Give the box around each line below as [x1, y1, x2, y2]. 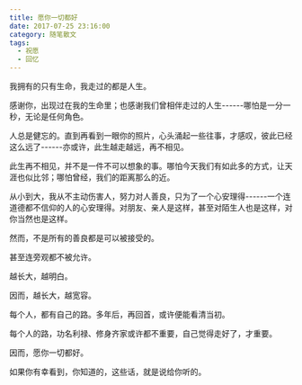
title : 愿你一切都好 [9, 13, 78, 22]
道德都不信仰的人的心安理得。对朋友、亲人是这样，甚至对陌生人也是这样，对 [9, 202, 293, 212]
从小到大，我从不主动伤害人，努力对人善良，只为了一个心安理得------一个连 [9, 191, 291, 201]
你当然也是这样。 [9, 213, 73, 224]
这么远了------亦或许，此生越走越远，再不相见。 [9, 141, 189, 152]
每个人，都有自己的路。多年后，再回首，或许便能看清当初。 [9, 309, 230, 319]
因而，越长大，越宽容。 [9, 290, 96, 300]
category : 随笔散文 [9, 30, 77, 39]
